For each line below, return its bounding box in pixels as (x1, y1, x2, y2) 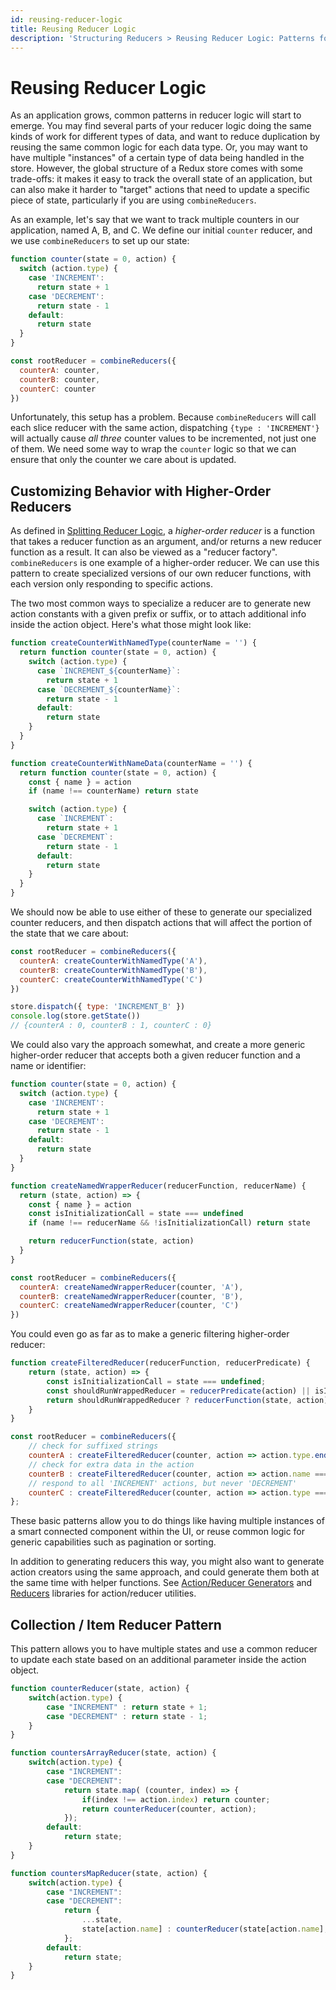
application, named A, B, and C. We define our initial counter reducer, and (10, 224, 313, 236)
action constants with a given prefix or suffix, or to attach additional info (10, 608, 307, 620)
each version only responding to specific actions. (10, 578, 214, 590)
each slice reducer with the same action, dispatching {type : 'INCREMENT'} (10, 422, 320, 434)
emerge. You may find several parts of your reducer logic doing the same (10, 120, 312, 132)
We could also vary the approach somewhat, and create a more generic (10, 1039, 306, 1050)
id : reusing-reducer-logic (10, 14, 123, 25)
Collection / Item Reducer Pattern (10, 1616, 222, 1633)
